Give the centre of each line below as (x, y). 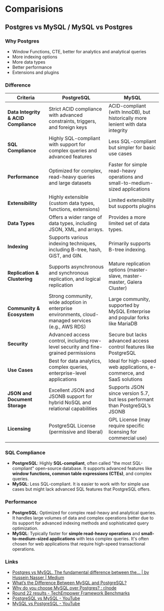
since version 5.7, (129, 393)
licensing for (123, 432)
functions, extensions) (74, 209)
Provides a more (127, 217)
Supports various (68, 237)
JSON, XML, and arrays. (76, 229)
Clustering (20, 279)
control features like (132, 347)
